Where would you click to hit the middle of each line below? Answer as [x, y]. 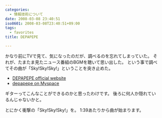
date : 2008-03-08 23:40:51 [33, 19]
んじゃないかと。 [27, 99]
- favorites [22, 32]
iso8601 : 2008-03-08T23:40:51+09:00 [42, 23]
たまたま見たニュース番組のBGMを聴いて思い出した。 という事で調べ [88, 62]
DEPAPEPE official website [39, 78]
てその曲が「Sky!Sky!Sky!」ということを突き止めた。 [59, 68]
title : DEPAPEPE [22, 37]
